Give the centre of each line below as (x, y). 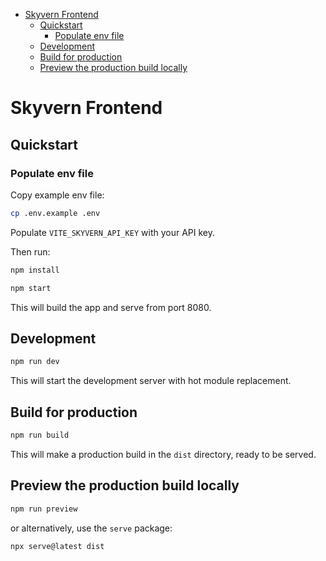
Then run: (30, 251)
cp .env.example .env (55, 213)
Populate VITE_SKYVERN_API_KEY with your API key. (112, 232)
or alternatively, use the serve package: (91, 528)
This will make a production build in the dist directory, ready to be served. (163, 454)
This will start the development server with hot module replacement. (151, 381)
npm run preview (44, 509)
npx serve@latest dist (57, 546)
